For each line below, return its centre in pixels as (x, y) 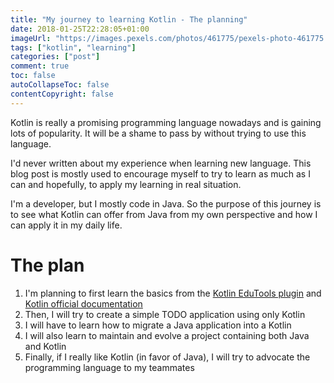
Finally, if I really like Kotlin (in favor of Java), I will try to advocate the (167, 357)
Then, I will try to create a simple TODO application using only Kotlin (165, 314)
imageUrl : (31, 38)
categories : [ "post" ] (55, 57)
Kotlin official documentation (83, 303)
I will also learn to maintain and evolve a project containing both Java (167, 335)
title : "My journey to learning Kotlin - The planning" (129, 19)
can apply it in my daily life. (66, 225)
